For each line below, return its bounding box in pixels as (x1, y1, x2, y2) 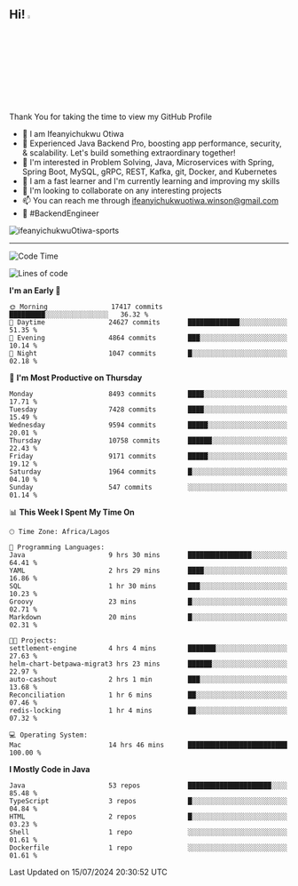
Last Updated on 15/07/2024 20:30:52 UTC (9, 866, 169, 877)
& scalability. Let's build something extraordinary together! (21, 147, 236, 158)
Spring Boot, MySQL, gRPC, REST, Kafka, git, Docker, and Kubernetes (21, 166, 278, 177)
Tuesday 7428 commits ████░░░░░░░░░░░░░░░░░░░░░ (9, 404, 288, 414)
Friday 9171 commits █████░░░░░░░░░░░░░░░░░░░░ (9, 451, 288, 460)
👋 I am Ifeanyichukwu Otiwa (21, 128, 124, 139)
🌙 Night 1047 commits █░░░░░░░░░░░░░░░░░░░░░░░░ (9, 348, 288, 358)
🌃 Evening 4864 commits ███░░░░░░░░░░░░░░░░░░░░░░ (9, 333, 288, 342)
